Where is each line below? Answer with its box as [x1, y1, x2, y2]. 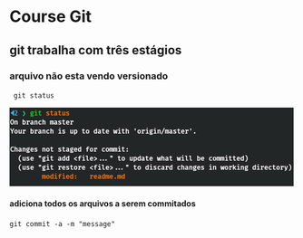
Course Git [9, 6, 93, 27]
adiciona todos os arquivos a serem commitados [9, 198, 197, 209]
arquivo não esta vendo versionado [9, 70, 169, 82]
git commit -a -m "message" [9, 220, 116, 229]
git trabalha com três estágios [9, 43, 182, 58]
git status [13, 90, 54, 100]
